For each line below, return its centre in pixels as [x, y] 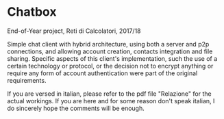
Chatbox [32, 12]
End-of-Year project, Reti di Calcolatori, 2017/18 [74, 31]
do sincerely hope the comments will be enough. [76, 108]
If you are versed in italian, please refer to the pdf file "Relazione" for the [109, 94]
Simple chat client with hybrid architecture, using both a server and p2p [108, 44]
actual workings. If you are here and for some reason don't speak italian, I [111, 101]
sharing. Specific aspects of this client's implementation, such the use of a [112, 58]
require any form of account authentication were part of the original [102, 73]
